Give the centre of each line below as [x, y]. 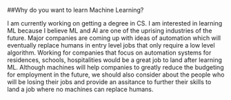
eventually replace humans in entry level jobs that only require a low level [111, 45]
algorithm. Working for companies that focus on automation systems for [109, 52]
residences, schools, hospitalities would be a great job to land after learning [115, 60]
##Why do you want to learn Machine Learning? [76, 10]
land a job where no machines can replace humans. [80, 89]
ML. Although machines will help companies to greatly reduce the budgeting [115, 67]
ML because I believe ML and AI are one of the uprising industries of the [110, 31]
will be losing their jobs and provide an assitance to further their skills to [109, 82]
